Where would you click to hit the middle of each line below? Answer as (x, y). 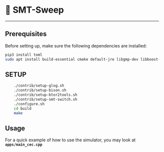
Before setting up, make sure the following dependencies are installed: (76, 45)
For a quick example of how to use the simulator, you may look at (70, 140)
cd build (23, 109)
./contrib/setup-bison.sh (40, 90)
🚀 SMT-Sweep (35, 10)
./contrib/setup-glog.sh (39, 86)
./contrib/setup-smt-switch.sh (46, 99)
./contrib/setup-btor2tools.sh (46, 95)
